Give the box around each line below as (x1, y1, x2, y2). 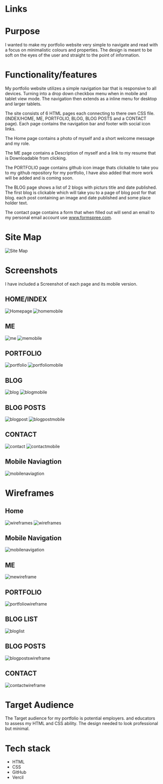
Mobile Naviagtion (5, 457, 62, 466)
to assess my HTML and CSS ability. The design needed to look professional (5, 721, 158, 726)
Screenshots (5, 265, 58, 276)
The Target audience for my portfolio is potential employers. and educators (5, 715, 156, 721)
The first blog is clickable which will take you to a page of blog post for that (5, 190, 156, 196)
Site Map (5, 232, 42, 243)
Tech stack (5, 743, 51, 754)
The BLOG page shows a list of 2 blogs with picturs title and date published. (5, 184, 157, 191)
